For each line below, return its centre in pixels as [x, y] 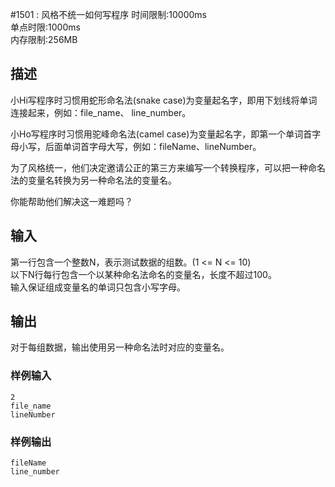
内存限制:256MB [44, 39]
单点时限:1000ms [45, 27]
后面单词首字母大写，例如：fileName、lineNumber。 [153, 146]
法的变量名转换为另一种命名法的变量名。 [93, 180]
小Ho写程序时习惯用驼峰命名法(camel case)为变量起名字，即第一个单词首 [161, 134]
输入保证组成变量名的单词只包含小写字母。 [98, 287]
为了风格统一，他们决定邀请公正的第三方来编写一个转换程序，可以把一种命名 [168, 167]
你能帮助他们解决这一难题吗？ [71, 201]
